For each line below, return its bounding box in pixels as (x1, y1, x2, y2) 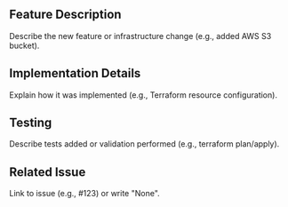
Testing (9, 115, 52, 131)
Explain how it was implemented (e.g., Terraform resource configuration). (9, 89, 278, 100)
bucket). (9, 40, 40, 51)
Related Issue (9, 164, 86, 179)
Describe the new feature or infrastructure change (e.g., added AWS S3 (9, 30, 272, 41)
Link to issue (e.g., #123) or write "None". (9, 188, 160, 199)
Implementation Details (9, 66, 141, 81)
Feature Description (9, 7, 122, 22)
